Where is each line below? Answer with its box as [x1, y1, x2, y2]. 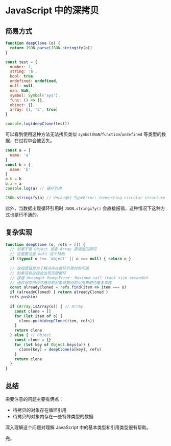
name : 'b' [10, 167, 31, 172]
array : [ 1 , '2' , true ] [10, 107, 58, 112]
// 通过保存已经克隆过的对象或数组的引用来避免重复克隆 [10, 280, 112, 285]
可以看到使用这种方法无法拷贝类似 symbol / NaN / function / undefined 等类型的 [5, 131, 162, 137]
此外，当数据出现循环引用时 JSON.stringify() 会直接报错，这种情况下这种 [5, 205, 161, 211]
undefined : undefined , [10, 79, 58, 84]
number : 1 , [10, 64, 33, 69]
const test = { [5, 60, 38, 65]
